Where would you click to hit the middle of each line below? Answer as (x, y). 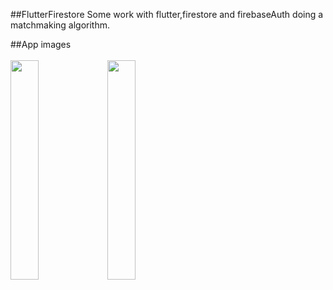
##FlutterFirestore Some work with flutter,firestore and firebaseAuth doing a (167, 14)
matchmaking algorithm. (60, 25)
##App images (41, 44)
